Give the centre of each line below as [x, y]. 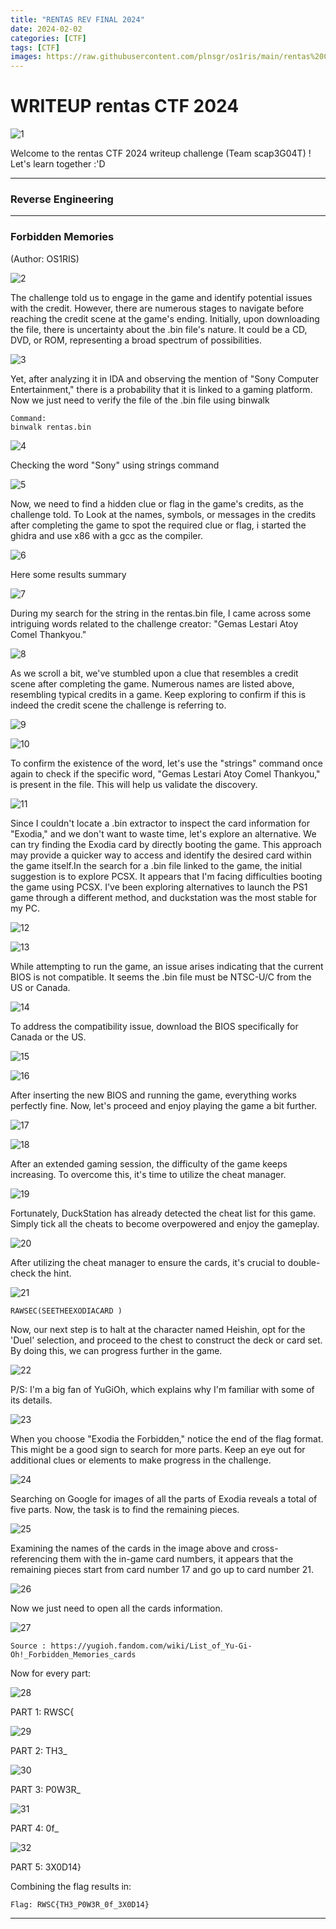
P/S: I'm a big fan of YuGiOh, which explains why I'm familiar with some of [162, 1389]
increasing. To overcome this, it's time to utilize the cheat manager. [148, 1174]
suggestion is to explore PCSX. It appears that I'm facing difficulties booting [166, 876]
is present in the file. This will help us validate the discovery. [134, 784]
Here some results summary [68, 574]
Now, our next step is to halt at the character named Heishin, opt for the [158, 1329]
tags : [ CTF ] [35, 47]
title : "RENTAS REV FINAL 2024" [77, 19]
